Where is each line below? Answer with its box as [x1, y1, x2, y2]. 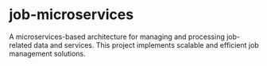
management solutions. [9, 49, 86, 58]
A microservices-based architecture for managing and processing [9, 32, 226, 41]
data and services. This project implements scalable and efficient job [33, 40, 259, 49]
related [9, 40, 33, 49]
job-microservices [9, 6, 134, 24]
